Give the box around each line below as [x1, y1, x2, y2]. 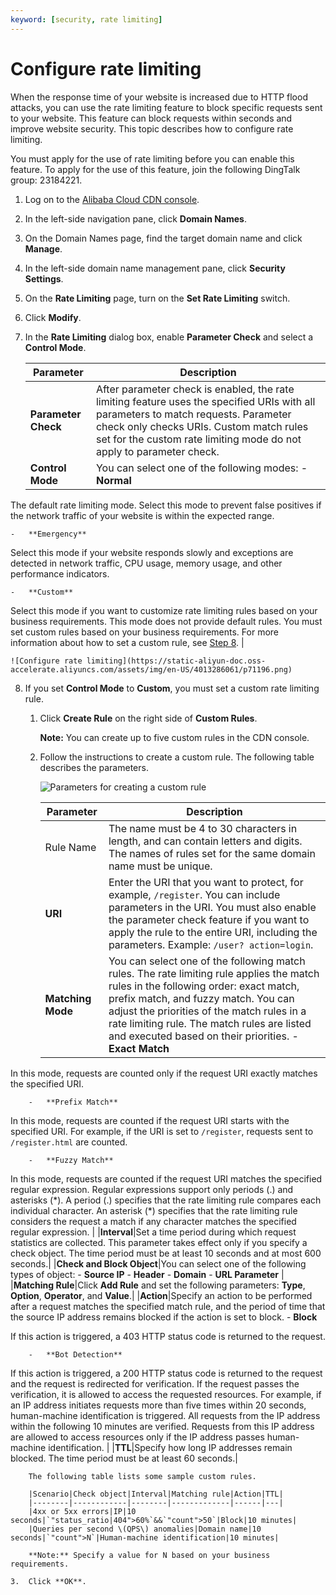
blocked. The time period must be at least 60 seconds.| [10, 1452, 238, 1464]
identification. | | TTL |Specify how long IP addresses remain [48, 1441, 293, 1453]
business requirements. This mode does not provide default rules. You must [10, 615, 323, 627]
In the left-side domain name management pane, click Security [24, 262, 286, 274]
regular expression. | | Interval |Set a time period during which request [10, 1226, 297, 1238]
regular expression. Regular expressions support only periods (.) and [10, 1183, 294, 1195]
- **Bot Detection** [28, 1349, 123, 1360]
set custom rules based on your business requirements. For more [10, 626, 280, 638]
